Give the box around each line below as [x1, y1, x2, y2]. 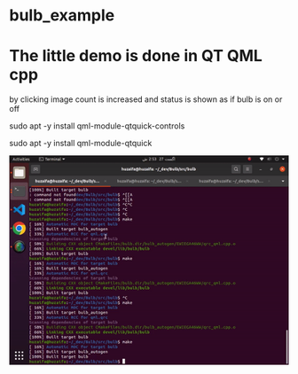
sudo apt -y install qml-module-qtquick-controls [9, 121, 185, 131]
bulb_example [9, 5, 115, 26]
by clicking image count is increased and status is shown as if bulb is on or [9, 94, 283, 105]
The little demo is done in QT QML [9, 46, 263, 66]
